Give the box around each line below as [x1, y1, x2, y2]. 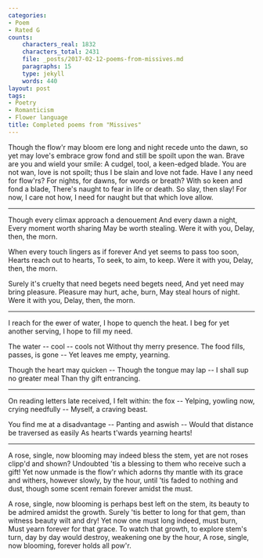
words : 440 [22, 77, 58, 85]
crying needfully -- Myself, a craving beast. [8, 404, 149, 414]
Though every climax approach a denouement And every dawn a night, [8, 215, 238, 224]
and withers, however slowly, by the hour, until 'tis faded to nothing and [8, 476, 239, 485]
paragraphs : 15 [22, 63, 72, 71]
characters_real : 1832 [22, 41, 96, 49]
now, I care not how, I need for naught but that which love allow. [8, 192, 214, 202]
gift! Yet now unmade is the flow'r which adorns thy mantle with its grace [8, 467, 243, 476]
